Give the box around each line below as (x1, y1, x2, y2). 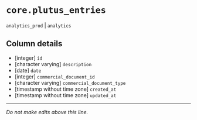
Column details (6, 39, 63, 49)
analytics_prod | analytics (6, 22, 72, 29)
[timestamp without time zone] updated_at (14, 91, 117, 98)
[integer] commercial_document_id (14, 73, 95, 80)
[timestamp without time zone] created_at (14, 85, 117, 92)
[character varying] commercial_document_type (14, 79, 126, 86)
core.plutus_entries (6, 5, 107, 16)
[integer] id (14, 54, 43, 61)
